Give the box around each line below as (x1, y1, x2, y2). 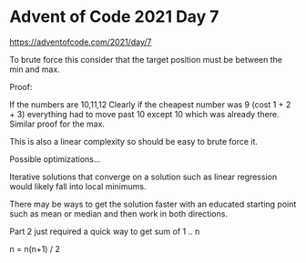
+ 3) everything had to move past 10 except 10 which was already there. (9, 108, 280, 119)
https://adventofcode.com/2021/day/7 (9, 36, 152, 47)
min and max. (9, 64, 61, 75)
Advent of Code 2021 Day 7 (9, 6, 219, 27)
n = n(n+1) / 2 (9, 243, 61, 254)
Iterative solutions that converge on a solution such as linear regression (9, 171, 278, 182)
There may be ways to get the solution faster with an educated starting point (9, 198, 297, 209)
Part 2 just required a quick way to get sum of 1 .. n (9, 226, 200, 237)
